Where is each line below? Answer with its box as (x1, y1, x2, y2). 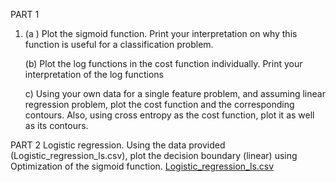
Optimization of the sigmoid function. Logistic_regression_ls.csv (10, 160, 275, 172)
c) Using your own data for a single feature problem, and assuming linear (24, 88, 326, 99)
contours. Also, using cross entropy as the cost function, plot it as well (24, 109, 315, 121)
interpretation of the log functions (24, 69, 164, 80)
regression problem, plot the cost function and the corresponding (24, 99, 295, 110)
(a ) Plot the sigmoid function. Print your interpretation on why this (24, 28, 298, 39)
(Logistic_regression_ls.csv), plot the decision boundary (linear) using (10, 150, 298, 161)
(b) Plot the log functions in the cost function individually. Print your (24, 58, 303, 69)
